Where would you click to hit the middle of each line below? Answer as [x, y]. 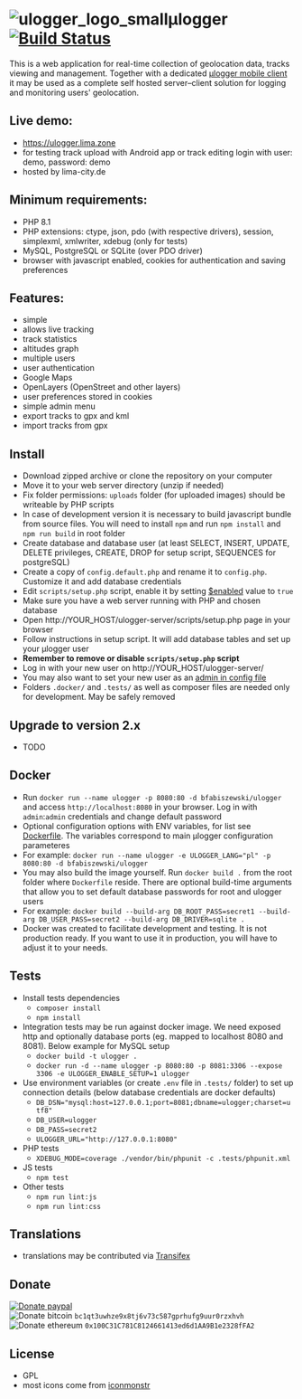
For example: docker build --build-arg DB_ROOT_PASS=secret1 [138, 911]
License [32, 1353]
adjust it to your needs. [65, 947]
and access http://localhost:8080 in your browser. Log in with [140, 807]
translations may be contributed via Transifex [106, 1256]
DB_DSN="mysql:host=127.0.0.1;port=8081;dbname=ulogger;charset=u [163, 1102]
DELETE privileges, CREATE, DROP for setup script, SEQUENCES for [149, 553]
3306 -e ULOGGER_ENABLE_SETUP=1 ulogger [113, 1073]
